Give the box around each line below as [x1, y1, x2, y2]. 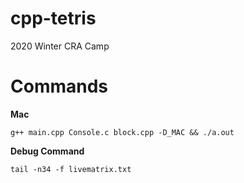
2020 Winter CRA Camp [10, 40, 110, 52]
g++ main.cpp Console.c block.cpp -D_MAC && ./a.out [10, 127, 235, 137]
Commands [10, 75, 109, 98]
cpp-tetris [10, 7, 97, 30]
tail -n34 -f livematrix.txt [10, 164, 132, 174]
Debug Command [10, 145, 85, 157]
